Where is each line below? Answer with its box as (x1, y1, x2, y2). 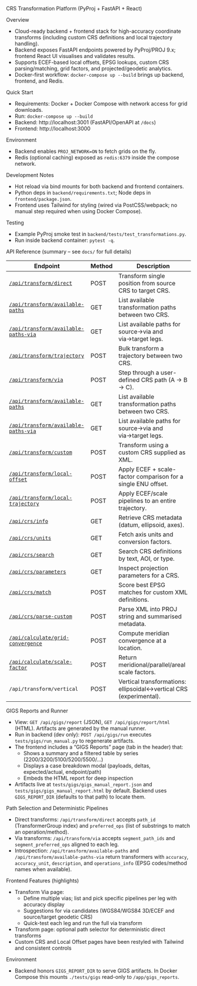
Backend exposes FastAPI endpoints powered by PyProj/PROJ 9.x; (14, 46, 176, 53)
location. (118, 644, 142, 652)
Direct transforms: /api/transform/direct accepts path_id (14, 816, 156, 823)
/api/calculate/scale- (9, 659, 72, 665)
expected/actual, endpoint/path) (23, 769, 101, 775)
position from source (118, 279, 176, 287)
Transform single (118, 272, 165, 280)
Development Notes (6, 172, 55, 178)
